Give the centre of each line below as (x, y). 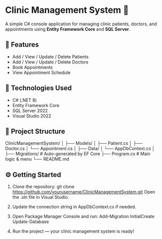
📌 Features (22, 45)
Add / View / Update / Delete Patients (51, 57)
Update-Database (30, 222)
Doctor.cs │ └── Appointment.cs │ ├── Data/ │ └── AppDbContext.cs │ (80, 149)
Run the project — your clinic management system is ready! (73, 231)
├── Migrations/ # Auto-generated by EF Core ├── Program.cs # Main (78, 154)
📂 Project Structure (35, 131)
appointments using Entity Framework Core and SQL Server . (68, 29)
